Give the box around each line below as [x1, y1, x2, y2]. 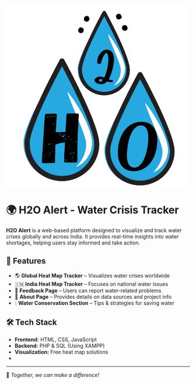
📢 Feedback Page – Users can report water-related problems [14, 287, 162, 294]
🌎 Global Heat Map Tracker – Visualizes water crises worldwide [14, 272, 170, 279]
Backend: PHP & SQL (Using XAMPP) [14, 342, 105, 349]
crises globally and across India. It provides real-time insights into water [6, 233, 179, 240]
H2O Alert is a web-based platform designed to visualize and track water [6, 227, 182, 234]
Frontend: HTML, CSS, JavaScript [14, 335, 97, 343]
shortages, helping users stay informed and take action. [6, 239, 141, 246]
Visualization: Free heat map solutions [14, 348, 108, 355]
